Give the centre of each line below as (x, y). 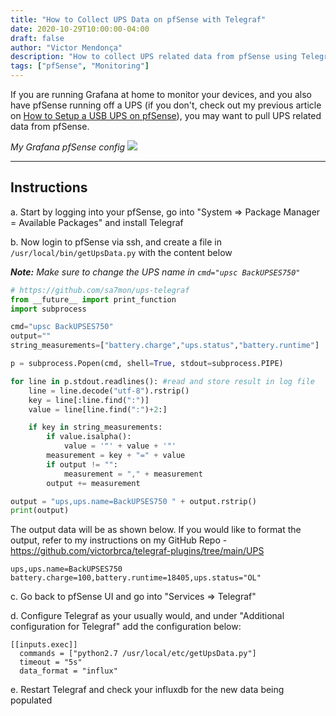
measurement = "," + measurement (133, 474)
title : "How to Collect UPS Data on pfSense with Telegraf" (138, 19)
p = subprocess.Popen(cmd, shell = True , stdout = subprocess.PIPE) (147, 364)
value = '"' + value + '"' (120, 446)
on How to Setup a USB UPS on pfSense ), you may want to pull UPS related (166, 115)
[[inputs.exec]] (44, 645)
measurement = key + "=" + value (116, 456)
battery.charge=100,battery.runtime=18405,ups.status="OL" (136, 578)
